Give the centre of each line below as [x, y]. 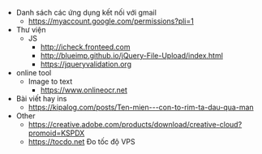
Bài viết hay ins [41, 98]
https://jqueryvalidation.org [86, 64]
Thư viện [31, 30]
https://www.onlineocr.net [84, 90]
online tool [34, 73]
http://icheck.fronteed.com [85, 47]
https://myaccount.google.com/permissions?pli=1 [111, 21]
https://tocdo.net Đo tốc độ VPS [82, 141]
